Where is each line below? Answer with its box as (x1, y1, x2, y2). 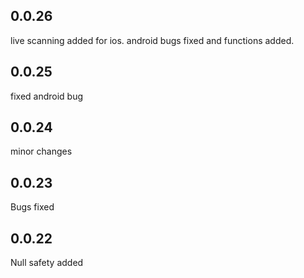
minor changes (10, 145, 73, 158)
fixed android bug (10, 90, 84, 102)
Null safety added (10, 257, 84, 269)
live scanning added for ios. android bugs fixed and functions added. (10, 34, 295, 46)
